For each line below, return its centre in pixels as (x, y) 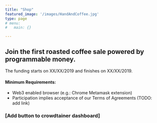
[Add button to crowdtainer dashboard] (53, 116)
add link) (21, 103)
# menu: (13, 23)
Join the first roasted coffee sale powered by (75, 52)
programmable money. (40, 59)
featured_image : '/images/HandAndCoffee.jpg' (52, 14)
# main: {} (18, 28)
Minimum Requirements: (30, 82)
